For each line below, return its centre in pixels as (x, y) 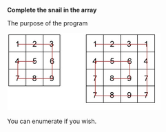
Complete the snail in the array (52, 10)
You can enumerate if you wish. (52, 121)
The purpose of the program (48, 23)
